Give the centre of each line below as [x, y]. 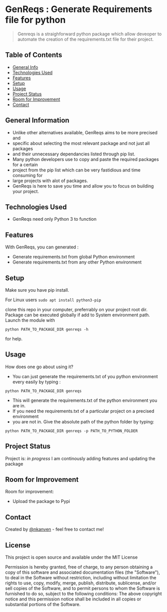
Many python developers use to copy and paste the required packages [86, 159]
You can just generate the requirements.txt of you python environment [85, 376]
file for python [36, 20]
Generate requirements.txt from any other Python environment [77, 262]
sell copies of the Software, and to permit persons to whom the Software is [83, 588]
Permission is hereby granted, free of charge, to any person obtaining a [79, 567]
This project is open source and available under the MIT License [71, 557]
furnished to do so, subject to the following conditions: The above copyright [83, 594]
